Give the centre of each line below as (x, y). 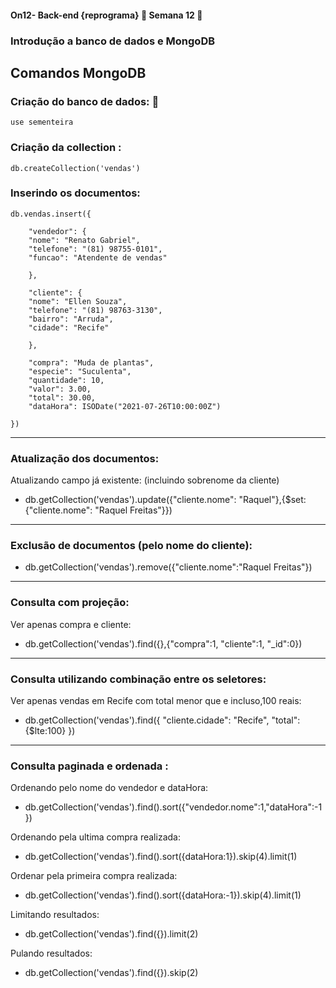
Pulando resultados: (51, 953)
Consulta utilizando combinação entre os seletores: (138, 679)
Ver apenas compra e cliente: (71, 624)
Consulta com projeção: (70, 603)
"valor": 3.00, (60, 389)
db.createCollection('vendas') (75, 168)
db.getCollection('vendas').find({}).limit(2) (111, 934)
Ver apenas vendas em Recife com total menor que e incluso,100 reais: (156, 700)
